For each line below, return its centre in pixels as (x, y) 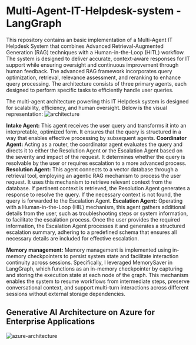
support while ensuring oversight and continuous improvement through (92, 65)
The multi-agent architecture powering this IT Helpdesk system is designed (98, 101)
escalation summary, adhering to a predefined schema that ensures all (92, 232)
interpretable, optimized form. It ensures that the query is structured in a (94, 132)
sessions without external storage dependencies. (66, 294)
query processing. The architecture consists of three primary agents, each (97, 83)
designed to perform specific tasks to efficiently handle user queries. (90, 90)
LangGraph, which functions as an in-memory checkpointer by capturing (94, 268)
